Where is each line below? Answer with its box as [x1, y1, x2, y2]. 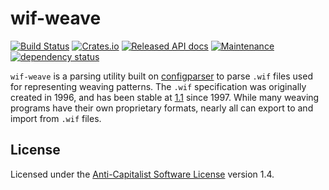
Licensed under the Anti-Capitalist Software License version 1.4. [10, 168, 275, 180]
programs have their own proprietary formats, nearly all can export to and [10, 102, 314, 114]
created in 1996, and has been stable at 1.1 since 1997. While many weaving [10, 91, 320, 103]
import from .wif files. [10, 112, 102, 124]
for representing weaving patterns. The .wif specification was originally [10, 80, 307, 92]
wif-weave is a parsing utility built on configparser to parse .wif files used [10, 70, 313, 82]
